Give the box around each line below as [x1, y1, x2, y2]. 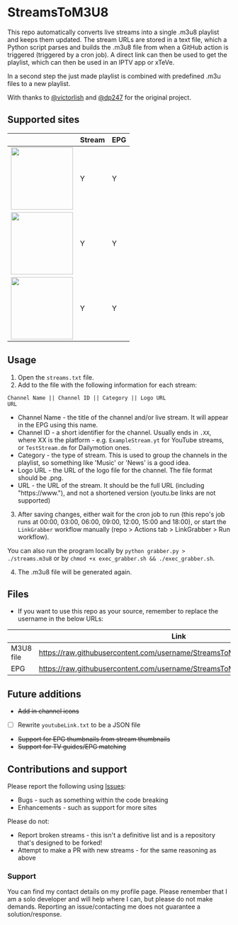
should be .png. [17, 474, 64, 482]
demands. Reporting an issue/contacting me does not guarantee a [7, 902, 200, 911]
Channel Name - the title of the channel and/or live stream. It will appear [17, 413, 229, 422]
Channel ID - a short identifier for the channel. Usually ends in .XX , [17, 428, 212, 437]
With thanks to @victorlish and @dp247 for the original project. [7, 93, 191, 102]
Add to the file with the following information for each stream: [17, 380, 197, 389]
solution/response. [7, 910, 62, 919]
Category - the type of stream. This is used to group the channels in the [17, 451, 228, 459]
